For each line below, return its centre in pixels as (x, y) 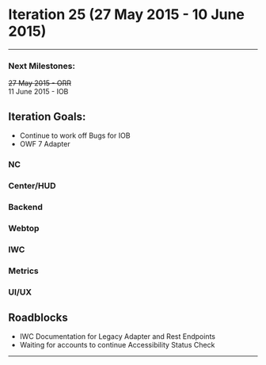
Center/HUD (32, 185)
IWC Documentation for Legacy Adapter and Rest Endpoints (118, 336)
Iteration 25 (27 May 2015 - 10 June (127, 15)
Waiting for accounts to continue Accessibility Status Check (117, 345)
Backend (26, 207)
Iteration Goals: (47, 116)
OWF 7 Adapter (45, 144)
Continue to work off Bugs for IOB (75, 135)
